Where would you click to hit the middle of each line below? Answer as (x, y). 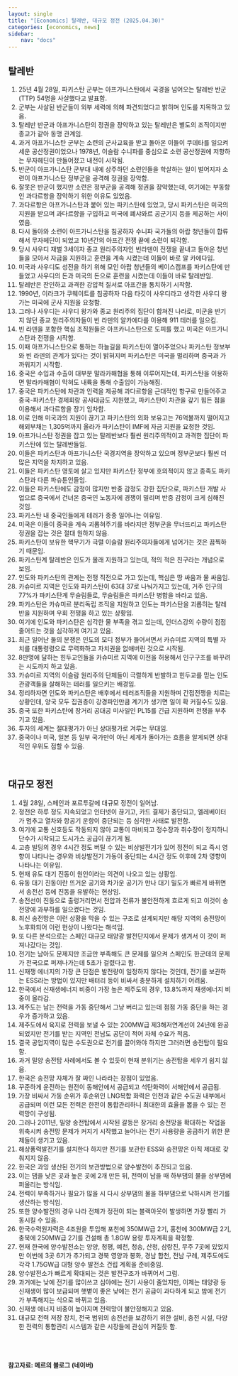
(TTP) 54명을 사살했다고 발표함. (63, 98)
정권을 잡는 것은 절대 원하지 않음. (63, 533)
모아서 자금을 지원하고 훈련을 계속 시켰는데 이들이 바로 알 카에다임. (123, 258)
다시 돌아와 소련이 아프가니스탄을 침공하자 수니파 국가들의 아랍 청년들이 (117, 231)
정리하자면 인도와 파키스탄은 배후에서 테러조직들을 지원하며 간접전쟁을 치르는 (124, 692)
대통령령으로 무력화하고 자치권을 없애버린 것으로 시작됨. (108, 648)
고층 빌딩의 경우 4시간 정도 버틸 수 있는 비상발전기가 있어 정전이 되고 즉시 (119, 847)
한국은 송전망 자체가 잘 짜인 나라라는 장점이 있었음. (88, 1078)
